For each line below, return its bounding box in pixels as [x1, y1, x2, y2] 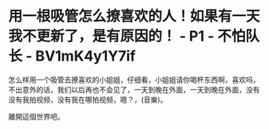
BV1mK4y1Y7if [35, 47, 136, 65]
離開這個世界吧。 [8, 111, 65, 121]
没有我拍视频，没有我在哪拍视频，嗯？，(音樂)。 [8, 95, 168, 104]
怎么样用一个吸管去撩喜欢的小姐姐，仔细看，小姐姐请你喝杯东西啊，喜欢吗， [8, 75, 260, 84]
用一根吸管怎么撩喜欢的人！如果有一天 [8, 7, 261, 25]
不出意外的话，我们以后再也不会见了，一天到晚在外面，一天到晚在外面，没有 [8, 84, 260, 94]
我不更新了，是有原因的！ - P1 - [8, 27, 215, 45]
